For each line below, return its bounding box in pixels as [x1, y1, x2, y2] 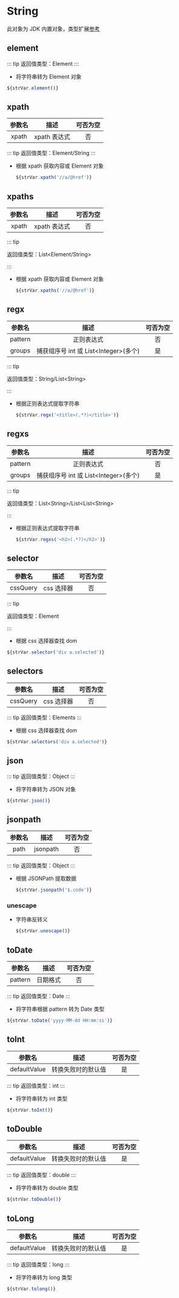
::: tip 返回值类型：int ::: [7, 1082, 65, 1089]
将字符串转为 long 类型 [15, 1274, 73, 1281]
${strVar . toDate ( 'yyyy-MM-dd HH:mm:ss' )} [7, 1017, 113, 1024]
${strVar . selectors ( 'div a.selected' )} [7, 739, 108, 745]
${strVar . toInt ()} [7, 1107, 53, 1113]
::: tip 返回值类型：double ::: [7, 1171, 76, 1179]
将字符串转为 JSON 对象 [15, 785, 76, 793]
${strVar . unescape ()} [15, 928, 71, 934]
